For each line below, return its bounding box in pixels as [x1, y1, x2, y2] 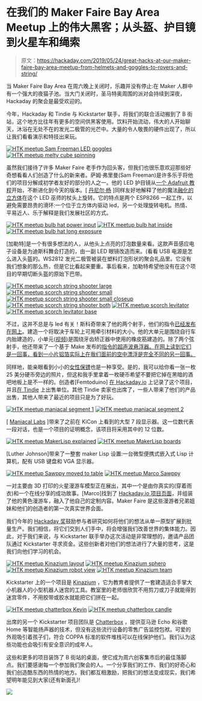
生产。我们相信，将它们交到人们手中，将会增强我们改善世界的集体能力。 [11, 525, 191, 532]
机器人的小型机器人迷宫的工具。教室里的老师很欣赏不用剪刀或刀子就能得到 [11, 586, 196, 593]
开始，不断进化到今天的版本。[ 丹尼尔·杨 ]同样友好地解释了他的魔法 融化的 [11, 186, 194, 194]
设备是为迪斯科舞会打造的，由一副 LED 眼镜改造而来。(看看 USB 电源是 [11, 247, 188, 255]
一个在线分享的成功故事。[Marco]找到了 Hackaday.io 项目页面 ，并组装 [19, 489, 194, 496]
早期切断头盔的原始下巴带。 [16, 270, 85, 278]
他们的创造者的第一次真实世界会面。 [16, 504, 106, 512]
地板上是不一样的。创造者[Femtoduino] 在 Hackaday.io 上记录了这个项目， [11, 378, 196, 385]
